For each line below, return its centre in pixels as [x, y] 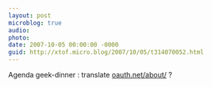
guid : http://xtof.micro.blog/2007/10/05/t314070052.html [106, 52]
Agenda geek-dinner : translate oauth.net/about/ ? [90, 75]
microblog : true [35, 23]
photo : [19, 38]
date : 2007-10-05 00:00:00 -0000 [64, 45]
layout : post [30, 15]
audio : [19, 30]
